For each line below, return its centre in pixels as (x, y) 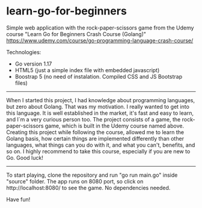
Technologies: (24, 52)
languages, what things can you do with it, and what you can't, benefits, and (101, 145)
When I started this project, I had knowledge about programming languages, (101, 100)
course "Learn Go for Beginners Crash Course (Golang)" (76, 34)
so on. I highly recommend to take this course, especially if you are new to (98, 151)
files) (21, 83)
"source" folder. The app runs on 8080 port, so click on (75, 181)
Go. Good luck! (25, 158)
